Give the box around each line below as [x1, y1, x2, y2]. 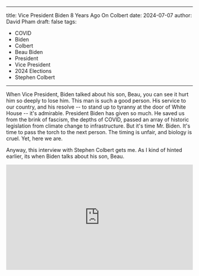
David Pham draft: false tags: [6, 18, 77, 25]
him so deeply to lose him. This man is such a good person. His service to [6, 97, 187, 104]
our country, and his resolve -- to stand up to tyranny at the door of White [6, 103, 187, 110]
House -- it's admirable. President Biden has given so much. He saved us [6, 110, 185, 116]
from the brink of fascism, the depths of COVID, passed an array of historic [6, 116, 190, 123]
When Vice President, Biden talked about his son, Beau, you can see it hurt [6, 91, 189, 98]
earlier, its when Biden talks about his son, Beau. [6, 153, 124, 160]
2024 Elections [14, 68, 52, 74]
